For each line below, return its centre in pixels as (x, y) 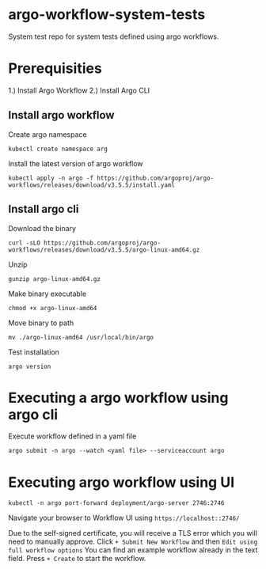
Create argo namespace (47, 134)
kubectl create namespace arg (58, 149)
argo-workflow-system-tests (107, 15)
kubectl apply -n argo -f (51, 178)
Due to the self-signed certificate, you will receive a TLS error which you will (133, 533)
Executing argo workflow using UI (122, 482)
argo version (30, 366)
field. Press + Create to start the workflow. (77, 559)
